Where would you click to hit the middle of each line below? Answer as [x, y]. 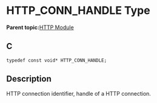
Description [29, 79]
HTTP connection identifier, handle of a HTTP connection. [79, 93]
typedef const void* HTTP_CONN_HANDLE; [57, 60]
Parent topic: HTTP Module [40, 27]
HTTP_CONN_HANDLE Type [78, 11]
